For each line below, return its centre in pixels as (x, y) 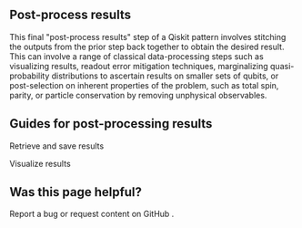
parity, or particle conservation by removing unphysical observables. (138, 95)
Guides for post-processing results (111, 124)
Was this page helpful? (76, 192)
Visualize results (40, 163)
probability (30, 76)
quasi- (282, 66)
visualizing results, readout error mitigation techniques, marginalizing (139, 66)
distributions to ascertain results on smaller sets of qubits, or (165, 76)
